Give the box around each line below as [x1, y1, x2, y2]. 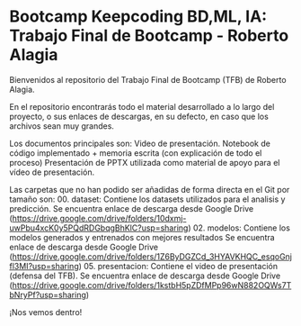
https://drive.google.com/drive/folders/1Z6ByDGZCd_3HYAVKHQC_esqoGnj [12, 250, 292, 262]
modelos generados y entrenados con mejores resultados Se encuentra [9, 231, 276, 242]
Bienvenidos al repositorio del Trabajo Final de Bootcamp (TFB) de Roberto [9, 74, 287, 85]
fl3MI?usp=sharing [9, 260, 79, 271]
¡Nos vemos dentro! [9, 306, 83, 317]
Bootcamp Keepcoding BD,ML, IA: [9, 6, 268, 27]
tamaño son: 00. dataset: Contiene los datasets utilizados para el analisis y [9, 194, 286, 204]
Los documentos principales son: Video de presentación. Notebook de [9, 138, 271, 149]
